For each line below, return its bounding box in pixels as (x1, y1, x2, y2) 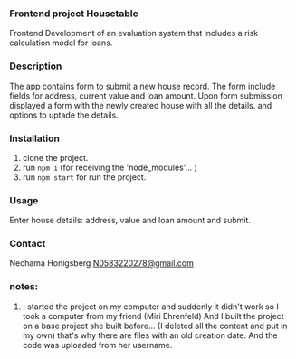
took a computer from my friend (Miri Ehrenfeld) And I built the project (22, 310, 284, 321)
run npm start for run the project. (22, 171, 147, 183)
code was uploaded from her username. (22, 339, 173, 350)
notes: (9, 280, 39, 293)
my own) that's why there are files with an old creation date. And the (22, 329, 278, 341)
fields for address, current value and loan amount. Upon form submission (9, 90, 282, 101)
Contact (9, 238, 46, 250)
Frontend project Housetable (9, 7, 138, 20)
